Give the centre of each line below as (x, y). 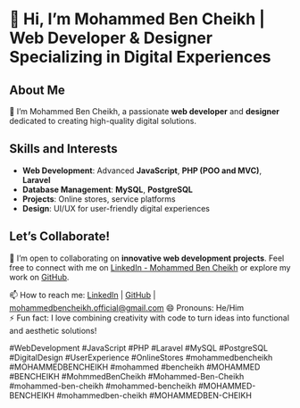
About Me (37, 90)
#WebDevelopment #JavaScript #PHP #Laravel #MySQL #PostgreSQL (139, 347)
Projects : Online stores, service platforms (99, 199)
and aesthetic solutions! (53, 330)
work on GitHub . (39, 277)
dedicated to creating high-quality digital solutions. (103, 121)
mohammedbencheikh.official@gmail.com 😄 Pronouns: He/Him (126, 307)
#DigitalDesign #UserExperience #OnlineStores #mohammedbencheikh (141, 357)
